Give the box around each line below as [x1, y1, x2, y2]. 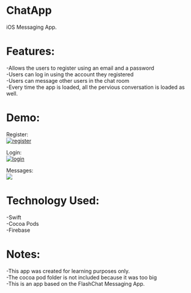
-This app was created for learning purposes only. [6, 267, 130, 274]
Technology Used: [6, 194, 100, 207]
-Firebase [6, 226, 31, 234]
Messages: [6, 166, 34, 174]
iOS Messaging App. [6, 23, 57, 31]
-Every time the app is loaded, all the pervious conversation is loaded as [6, 83, 185, 91]
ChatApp [6, 4, 52, 17]
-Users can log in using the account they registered [6, 70, 134, 78]
